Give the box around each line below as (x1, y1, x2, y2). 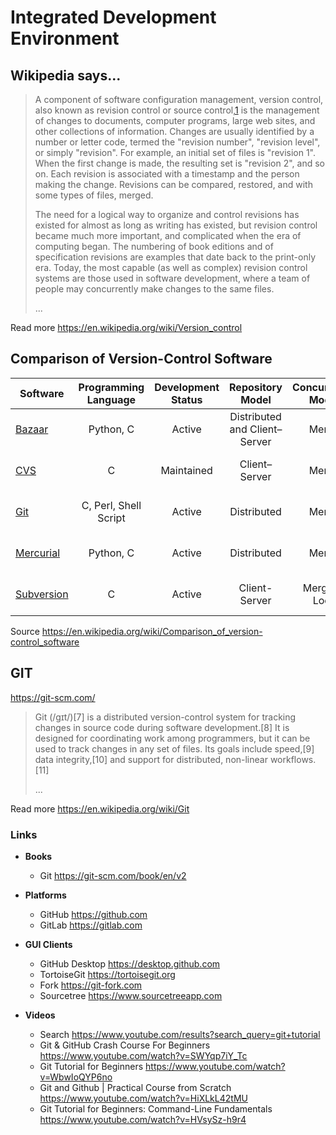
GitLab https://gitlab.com (39, 919, 143, 931)
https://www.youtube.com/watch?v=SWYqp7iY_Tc (39, 1049, 248, 1061)
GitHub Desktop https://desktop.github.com (39, 957, 221, 970)
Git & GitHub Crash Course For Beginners (39, 1039, 211, 1051)
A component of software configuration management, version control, (34, 94, 324, 105)
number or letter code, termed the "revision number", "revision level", (34, 136, 321, 148)
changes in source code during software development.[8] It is (34, 721, 290, 733)
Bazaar (15, 422, 49, 436)
